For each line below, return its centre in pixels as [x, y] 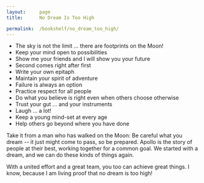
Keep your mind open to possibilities [61, 52]
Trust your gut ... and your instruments [64, 104]
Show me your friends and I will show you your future [83, 59]
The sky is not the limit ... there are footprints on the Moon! [89, 46]
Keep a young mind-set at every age [61, 117]
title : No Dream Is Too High [51, 18]
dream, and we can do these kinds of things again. [70, 155]
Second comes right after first [53, 65]
